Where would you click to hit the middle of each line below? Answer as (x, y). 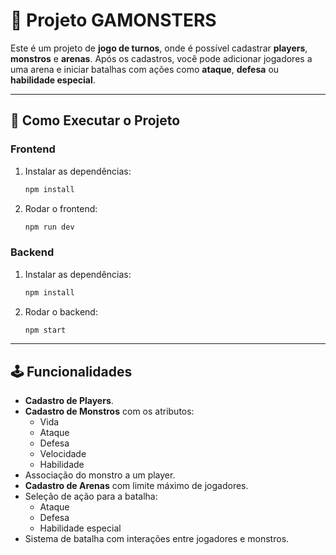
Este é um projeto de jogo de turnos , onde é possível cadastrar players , (159, 48)
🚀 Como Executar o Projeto (95, 120)
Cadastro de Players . (69, 401)
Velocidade (63, 454)
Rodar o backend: (61, 311)
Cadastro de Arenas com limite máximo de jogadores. (136, 486)
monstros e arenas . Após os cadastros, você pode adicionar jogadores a (161, 58)
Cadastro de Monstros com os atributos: (109, 411)
